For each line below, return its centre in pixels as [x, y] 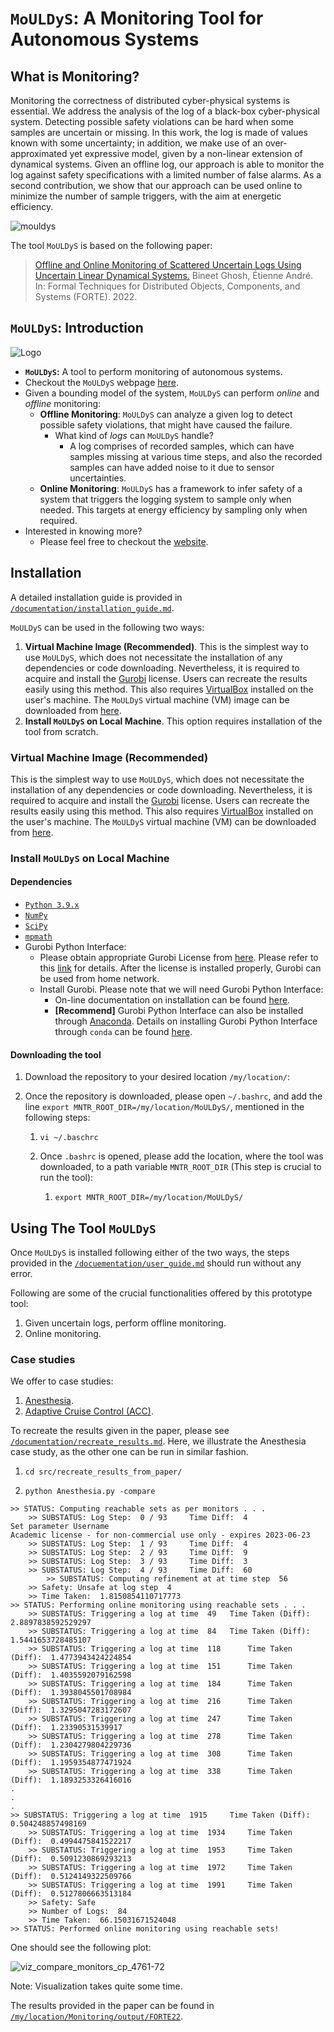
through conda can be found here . [123, 1032]
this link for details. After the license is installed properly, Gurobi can [180, 968]
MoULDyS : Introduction [77, 328]
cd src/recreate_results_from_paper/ [103, 1472]
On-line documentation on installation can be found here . [172, 1000]
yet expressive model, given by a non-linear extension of [186, 153]
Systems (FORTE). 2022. [86, 296]
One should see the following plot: [81, 1948]
